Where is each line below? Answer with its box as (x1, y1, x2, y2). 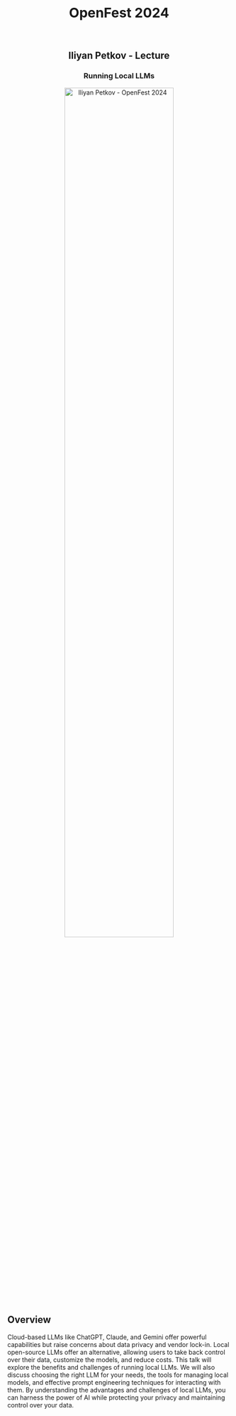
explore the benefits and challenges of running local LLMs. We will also (7, 1363, 215, 1371)
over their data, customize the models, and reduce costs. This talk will (7, 1355, 212, 1364)
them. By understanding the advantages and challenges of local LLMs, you (7, 1385, 226, 1394)
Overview (7, 1314, 52, 1326)
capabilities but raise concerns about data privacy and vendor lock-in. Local (7, 1340, 230, 1348)
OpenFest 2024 (69, 4, 169, 21)
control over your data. (7, 1400, 74, 1409)
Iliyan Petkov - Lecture (68, 50, 170, 62)
